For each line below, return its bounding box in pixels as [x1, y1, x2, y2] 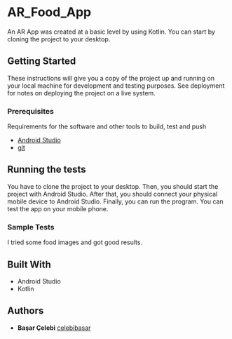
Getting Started [7, 55, 76, 67]
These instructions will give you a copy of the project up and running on [7, 74, 215, 82]
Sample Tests [7, 222, 55, 232]
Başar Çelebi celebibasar [17, 324, 91, 332]
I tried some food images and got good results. [7, 238, 142, 246]
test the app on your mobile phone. [7, 204, 109, 213]
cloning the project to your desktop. [7, 34, 111, 43]
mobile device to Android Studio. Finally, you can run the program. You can [7, 197, 224, 206]
